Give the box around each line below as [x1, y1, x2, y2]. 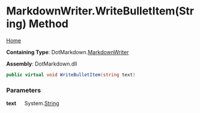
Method [28, 17, 69, 31]
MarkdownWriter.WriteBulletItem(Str [6, 4, 194, 18]
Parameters [6, 86, 41, 94]
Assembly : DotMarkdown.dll [6, 60, 77, 67]
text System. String [6, 100, 59, 107]
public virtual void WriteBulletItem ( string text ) [6, 72, 136, 78]
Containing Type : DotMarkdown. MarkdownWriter [6, 48, 129, 55]
